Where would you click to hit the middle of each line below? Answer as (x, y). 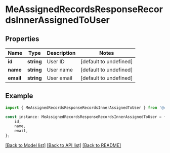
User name (60, 70)
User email (59, 78)
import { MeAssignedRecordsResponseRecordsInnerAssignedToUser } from (81, 107)
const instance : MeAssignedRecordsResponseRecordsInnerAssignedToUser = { (86, 117)
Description (61, 53)
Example (19, 96)
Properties (22, 39)
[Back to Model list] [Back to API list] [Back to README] (63, 145)
